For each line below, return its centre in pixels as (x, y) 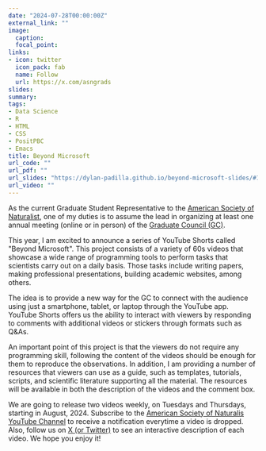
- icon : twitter (35, 60)
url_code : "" (30, 164)
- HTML (19, 126)
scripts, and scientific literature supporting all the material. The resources (128, 380)
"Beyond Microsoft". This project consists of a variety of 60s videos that (126, 249)
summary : (23, 97)
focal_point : (37, 45)
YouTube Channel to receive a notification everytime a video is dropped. (126, 421)
